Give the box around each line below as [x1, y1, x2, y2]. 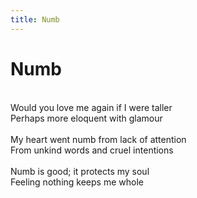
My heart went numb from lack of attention [10, 133, 187, 145]
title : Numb [10, 14, 60, 25]
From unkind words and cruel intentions [10, 144, 174, 156]
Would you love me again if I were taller [10, 101, 173, 113]
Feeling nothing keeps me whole [10, 176, 144, 188]
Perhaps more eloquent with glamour [10, 112, 163, 124]
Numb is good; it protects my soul [10, 165, 150, 177]
